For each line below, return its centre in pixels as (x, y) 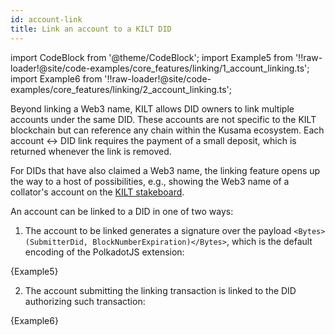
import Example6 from (56, 78)
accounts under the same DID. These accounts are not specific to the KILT (163, 119)
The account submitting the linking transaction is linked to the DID (160, 290)
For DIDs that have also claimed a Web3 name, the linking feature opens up (165, 170)
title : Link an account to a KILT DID (91, 29)
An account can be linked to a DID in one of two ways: (122, 211)
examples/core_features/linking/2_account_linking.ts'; (121, 89)
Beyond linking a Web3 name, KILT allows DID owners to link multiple (152, 108)
